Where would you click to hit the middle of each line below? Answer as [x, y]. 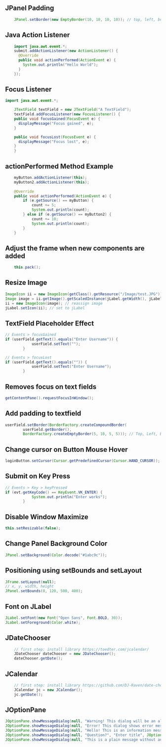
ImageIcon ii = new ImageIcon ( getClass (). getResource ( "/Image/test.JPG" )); [85, 294]
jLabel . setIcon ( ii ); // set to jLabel [45, 308]
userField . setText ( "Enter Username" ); [71, 367]
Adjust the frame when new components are [75, 248]
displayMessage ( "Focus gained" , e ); [56, 123]
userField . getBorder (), [47, 429]
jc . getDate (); [28, 695]
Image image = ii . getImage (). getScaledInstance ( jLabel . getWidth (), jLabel [84, 299]
